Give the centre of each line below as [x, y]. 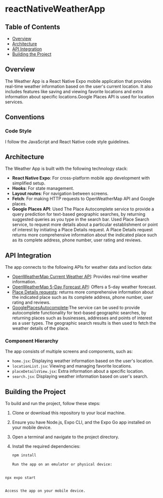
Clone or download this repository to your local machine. [69, 413]
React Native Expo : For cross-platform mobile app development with [81, 178]
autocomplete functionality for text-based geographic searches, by [79, 313]
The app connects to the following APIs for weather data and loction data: [79, 267]
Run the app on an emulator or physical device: [62, 464]
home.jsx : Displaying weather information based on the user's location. [83, 361]
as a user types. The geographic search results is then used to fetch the [84, 323]
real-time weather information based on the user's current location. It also [79, 86]
